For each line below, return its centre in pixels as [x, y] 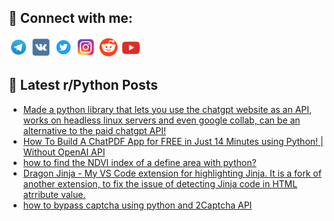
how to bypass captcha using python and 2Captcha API [137, 205]
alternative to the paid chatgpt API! [94, 130]
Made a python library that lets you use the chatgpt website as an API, [167, 109]
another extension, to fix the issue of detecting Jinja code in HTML [160, 183]
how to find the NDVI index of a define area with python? [139, 162]
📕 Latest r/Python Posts [83, 85]
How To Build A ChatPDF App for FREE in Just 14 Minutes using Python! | [173, 141]
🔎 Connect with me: [70, 18]
